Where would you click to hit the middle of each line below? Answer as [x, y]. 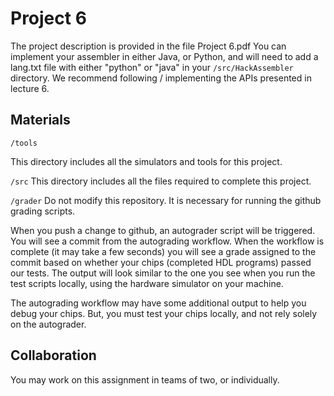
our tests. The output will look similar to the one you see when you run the [163, 273]
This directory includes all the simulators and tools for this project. [146, 161]
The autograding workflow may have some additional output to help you [158, 303]
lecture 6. [30, 88]
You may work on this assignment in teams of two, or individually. [145, 379]
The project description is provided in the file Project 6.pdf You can [148, 46]
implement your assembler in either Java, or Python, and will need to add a [164, 56]
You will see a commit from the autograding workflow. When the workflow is [167, 241]
